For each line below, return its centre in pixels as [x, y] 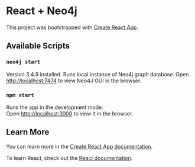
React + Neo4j [42, 11]
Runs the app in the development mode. [55, 107]
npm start [20, 95]
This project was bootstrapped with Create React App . [72, 27]
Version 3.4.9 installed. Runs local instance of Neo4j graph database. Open [97, 74]
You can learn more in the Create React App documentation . [79, 146]
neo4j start [23, 62]
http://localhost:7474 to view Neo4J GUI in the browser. [74, 81]
